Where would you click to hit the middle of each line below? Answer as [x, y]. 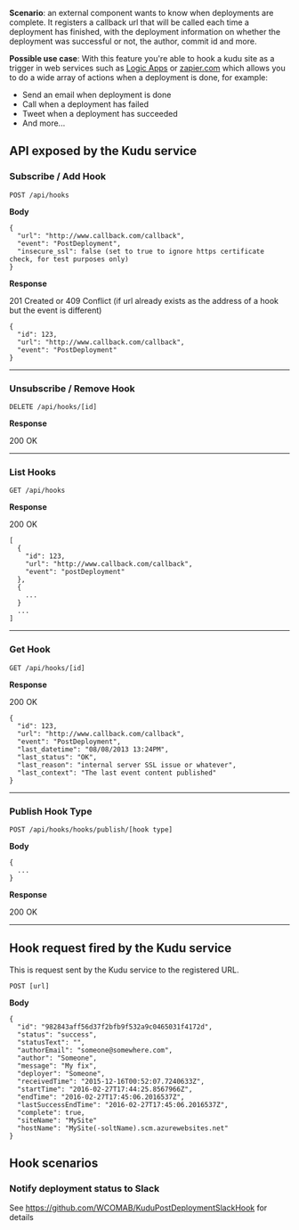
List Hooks [32, 471]
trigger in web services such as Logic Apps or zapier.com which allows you [148, 68]
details [21, 1218]
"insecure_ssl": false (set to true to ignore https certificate [141, 251]
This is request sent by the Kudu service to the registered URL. [124, 970]
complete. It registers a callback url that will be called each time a [129, 22]
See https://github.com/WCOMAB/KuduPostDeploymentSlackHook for [138, 1208]
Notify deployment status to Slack [85, 1189]
